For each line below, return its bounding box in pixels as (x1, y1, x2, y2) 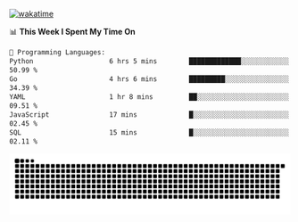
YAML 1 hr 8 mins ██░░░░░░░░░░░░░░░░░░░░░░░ (9, 93, 290, 102)
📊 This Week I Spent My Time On (9, 27, 136, 37)
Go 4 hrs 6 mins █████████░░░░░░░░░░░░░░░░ (9, 75, 290, 84)
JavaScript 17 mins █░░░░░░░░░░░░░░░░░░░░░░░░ (9, 111, 290, 119)
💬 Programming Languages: (9, 48, 105, 57)
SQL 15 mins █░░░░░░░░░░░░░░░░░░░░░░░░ (9, 128, 290, 137)
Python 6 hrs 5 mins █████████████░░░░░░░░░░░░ (9, 57, 290, 66)
